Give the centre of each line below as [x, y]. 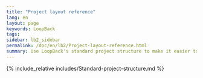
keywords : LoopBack [31, 29]
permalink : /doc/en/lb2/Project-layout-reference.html [77, 46]
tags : [13, 34]
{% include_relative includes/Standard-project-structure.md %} [85, 68]
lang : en [17, 18]
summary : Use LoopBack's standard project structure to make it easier [98, 51]
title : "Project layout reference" [51, 12]
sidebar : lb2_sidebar [34, 40]
